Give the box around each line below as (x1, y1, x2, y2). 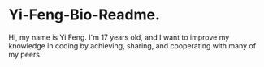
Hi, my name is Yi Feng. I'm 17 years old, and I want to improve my (8, 32, 230, 42)
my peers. (8, 49, 42, 59)
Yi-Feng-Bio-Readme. (8, 6, 160, 24)
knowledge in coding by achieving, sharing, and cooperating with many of (8, 40, 257, 50)
